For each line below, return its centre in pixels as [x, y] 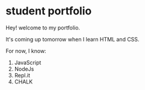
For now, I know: [26, 51]
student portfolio [49, 11]
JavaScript [28, 62]
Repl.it [22, 75]
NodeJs [24, 69]
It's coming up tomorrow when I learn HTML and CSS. [72, 39]
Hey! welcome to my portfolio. [43, 28]
